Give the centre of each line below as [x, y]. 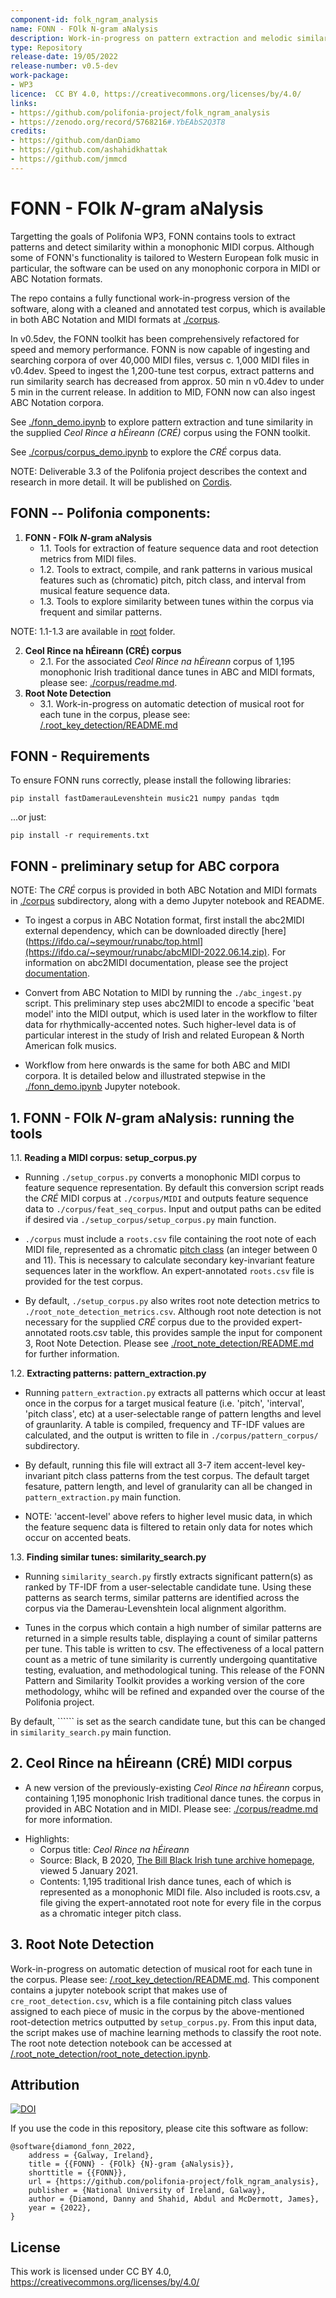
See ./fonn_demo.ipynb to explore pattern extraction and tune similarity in [162, 422]
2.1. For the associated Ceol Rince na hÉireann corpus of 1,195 [167, 661]
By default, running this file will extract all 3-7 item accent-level [155, 1465]
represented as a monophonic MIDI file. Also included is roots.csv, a [180, 1892]
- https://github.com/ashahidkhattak [89, 150]
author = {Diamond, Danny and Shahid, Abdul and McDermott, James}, [174, 2199]
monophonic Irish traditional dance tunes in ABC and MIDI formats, [177, 672]
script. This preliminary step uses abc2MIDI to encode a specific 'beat [169, 1003]
